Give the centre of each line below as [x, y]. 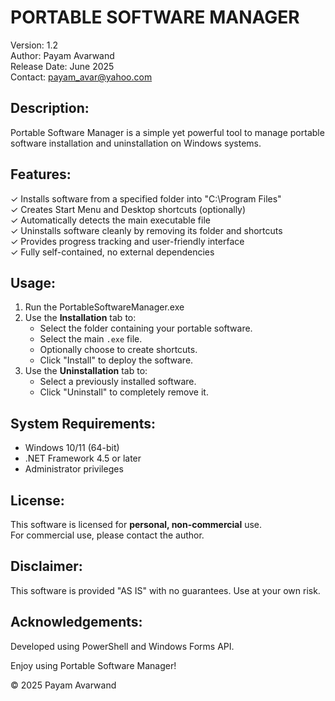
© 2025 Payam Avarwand [63, 685]
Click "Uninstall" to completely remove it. [124, 392]
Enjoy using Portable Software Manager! [93, 665]
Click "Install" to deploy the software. [116, 360]
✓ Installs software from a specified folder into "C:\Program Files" [146, 198]
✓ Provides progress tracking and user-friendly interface [127, 241]
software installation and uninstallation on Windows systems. [136, 143]
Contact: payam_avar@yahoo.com [81, 77]
